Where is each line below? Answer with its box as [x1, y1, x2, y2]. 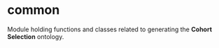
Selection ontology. [7, 32, 64, 40]
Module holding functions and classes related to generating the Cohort [7, 25, 212, 33]
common [7, 2, 60, 18]
